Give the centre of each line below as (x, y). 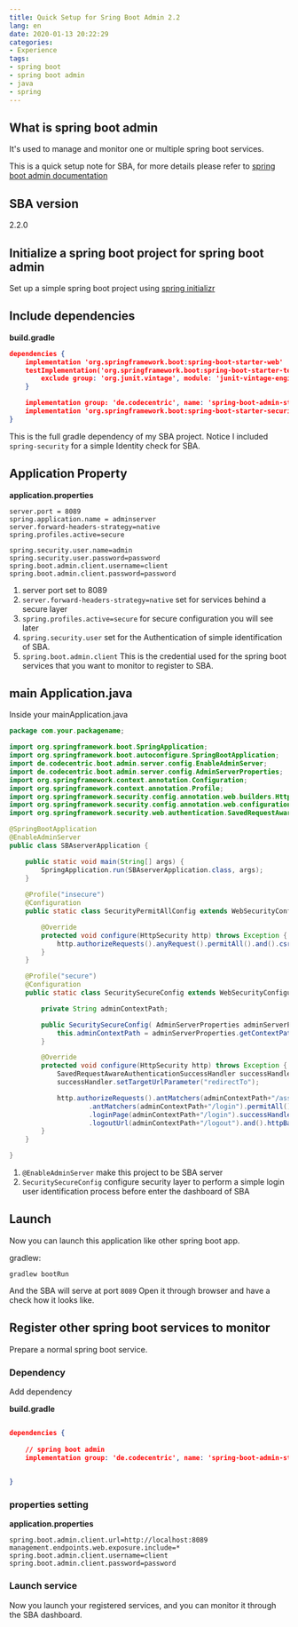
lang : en (25, 26)
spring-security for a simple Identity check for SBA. (105, 446)
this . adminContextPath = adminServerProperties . (148, 1033)
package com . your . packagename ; (67, 731)
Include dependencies (72, 316)
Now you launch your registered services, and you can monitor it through (143, 1605)
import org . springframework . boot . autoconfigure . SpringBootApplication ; (144, 756)
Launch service (43, 1586)
